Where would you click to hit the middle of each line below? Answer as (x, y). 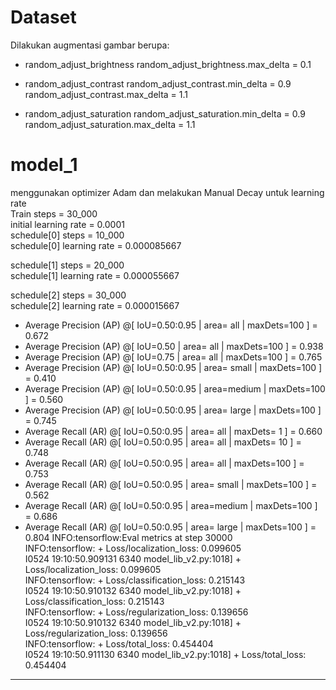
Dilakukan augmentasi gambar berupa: (90, 45)
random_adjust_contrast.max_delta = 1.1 (106, 94)
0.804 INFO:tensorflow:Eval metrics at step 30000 (128, 537)
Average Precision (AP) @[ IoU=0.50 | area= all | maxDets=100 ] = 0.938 (174, 346)
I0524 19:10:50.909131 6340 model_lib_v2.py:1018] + (133, 558)
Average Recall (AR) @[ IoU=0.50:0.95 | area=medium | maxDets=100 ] (171, 505)
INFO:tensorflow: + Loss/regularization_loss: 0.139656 (136, 612)
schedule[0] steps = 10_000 (67, 235)
